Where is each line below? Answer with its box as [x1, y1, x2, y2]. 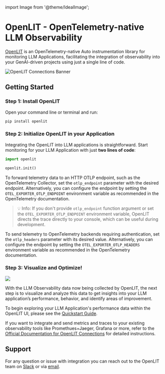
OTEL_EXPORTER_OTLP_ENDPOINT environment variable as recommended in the [5, 190, 159, 196]
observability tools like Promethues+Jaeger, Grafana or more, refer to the [5, 325, 155, 331]
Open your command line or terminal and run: [5, 109, 98, 115]
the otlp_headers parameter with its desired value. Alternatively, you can [5, 236, 153, 242]
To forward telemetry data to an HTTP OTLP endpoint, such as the [5, 175, 140, 181]
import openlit [5, 156, 37, 162]
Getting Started [5, 83, 54, 91]
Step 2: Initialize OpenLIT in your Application [5, 130, 115, 137]
